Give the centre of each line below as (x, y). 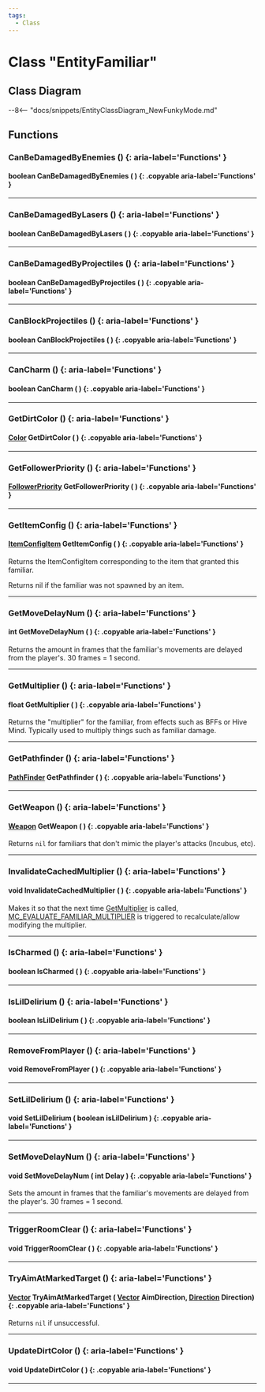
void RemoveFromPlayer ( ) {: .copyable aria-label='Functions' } (115, 1069)
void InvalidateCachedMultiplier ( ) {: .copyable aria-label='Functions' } (128, 890)
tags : (17, 15)
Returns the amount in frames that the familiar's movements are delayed (125, 649)
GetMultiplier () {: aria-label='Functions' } (90, 686)
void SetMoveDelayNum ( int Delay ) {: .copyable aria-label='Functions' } (130, 1176)
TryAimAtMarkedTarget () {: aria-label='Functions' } (110, 1278)
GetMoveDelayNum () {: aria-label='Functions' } (102, 613)
